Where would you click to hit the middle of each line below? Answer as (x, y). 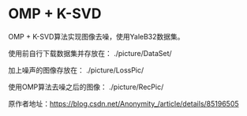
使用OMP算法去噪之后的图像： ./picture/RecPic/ (86, 87)
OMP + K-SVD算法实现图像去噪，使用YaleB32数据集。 (96, 36)
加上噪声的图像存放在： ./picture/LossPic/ (76, 70)
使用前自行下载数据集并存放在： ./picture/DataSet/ (90, 53)
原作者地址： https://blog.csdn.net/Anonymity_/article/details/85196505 (123, 103)
